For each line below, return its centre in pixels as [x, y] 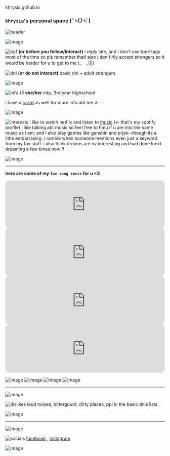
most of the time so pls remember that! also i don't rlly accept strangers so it [85, 57]
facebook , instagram [48, 439]
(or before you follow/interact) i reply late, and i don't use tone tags [89, 52]
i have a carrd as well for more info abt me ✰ [52, 103]
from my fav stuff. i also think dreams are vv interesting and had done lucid [83, 144]
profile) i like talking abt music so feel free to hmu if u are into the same [79, 128]
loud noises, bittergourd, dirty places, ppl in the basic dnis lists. [93, 404]
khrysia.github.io [23, 7]
